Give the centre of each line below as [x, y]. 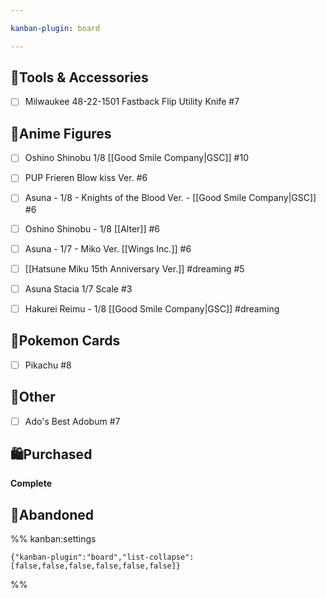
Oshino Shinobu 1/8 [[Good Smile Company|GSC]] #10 [136, 158]
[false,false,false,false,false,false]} [96, 566]
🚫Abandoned [52, 514]
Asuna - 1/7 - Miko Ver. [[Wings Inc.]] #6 [108, 248]
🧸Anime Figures [61, 133]
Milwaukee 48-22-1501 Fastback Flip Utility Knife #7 [132, 102]
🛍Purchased [51, 454]
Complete [31, 483]
